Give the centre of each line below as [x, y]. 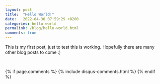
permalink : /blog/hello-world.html [42, 28]
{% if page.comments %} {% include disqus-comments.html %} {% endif [80, 72]
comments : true [21, 33]
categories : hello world [31, 24]
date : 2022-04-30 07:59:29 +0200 [42, 19]
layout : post [19, 10]
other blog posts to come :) [33, 52]
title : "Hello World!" [30, 14]
